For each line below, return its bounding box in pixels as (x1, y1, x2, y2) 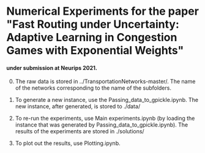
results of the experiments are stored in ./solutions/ (15, 128, 145, 135)
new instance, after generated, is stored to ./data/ (15, 103, 141, 110)
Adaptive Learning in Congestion (6, 31, 177, 44)
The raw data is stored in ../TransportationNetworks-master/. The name (15, 78, 196, 85)
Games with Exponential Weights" (6, 44, 184, 58)
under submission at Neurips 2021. (6, 64, 98, 71)
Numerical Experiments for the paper (6, 4, 199, 18)
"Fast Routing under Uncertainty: (6, 17, 179, 31)
